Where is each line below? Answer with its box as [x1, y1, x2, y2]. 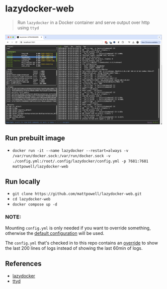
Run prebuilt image [5, 134, 66, 142]
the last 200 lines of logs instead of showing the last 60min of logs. [5, 245, 143, 251]
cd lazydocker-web [12, 197, 51, 202]
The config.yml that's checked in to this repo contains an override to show [5, 240, 158, 246]
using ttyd [17, 24, 39, 30]
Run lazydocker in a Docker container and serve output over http [17, 19, 150, 25]
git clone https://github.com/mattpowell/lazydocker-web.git [12, 192, 142, 196]
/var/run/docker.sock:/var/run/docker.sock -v [12, 153, 111, 158]
